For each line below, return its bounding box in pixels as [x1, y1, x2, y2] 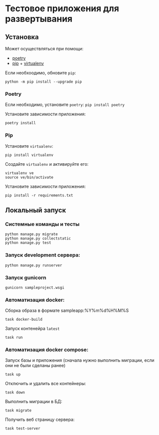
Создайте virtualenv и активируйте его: [5, 161, 89, 167]
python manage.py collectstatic [5, 236, 71, 241]
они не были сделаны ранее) [5, 363, 66, 369]
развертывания [5, 13, 72, 24]
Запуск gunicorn [5, 274, 46, 281]
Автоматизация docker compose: [5, 347, 89, 353]
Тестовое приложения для [5, 3, 119, 14]
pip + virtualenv [12, 61, 44, 66]
